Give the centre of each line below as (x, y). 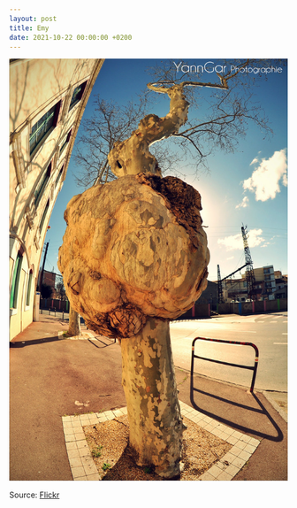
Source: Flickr (34, 495)
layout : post (33, 19)
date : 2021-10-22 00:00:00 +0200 (71, 37)
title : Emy (29, 28)
